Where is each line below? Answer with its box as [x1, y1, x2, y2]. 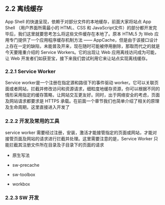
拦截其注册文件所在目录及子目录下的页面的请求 [9, 142, 104, 148]
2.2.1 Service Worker [5, 68, 56, 75]
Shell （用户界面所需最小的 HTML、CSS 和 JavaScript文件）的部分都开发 [5, 25, 153, 30]
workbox [12, 181, 30, 187]
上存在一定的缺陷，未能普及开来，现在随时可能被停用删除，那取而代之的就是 [5, 43, 160, 49]
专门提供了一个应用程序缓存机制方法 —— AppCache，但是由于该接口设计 [9, 37, 158, 43]
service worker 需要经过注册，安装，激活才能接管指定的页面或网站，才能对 [5, 129, 157, 136]
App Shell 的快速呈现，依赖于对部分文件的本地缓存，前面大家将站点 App [5, 19, 151, 25]
